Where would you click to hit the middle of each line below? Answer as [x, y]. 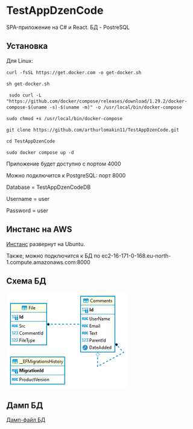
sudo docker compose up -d [40, 152]
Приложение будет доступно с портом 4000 [64, 164]
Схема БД [26, 281]
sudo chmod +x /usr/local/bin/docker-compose [64, 118]
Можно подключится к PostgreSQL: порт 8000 [66, 175]
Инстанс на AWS [39, 230]
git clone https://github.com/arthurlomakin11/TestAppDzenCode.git [93, 130]
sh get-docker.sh [28, 84]
